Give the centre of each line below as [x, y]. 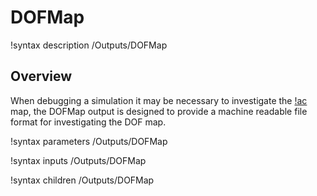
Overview [41, 76]
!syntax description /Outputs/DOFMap [89, 45]
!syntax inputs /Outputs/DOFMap [78, 160]
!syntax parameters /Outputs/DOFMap [89, 141]
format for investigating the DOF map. [88, 122]
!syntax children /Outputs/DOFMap [82, 180]
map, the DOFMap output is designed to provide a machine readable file [159, 111]
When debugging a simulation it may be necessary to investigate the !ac [159, 100]
